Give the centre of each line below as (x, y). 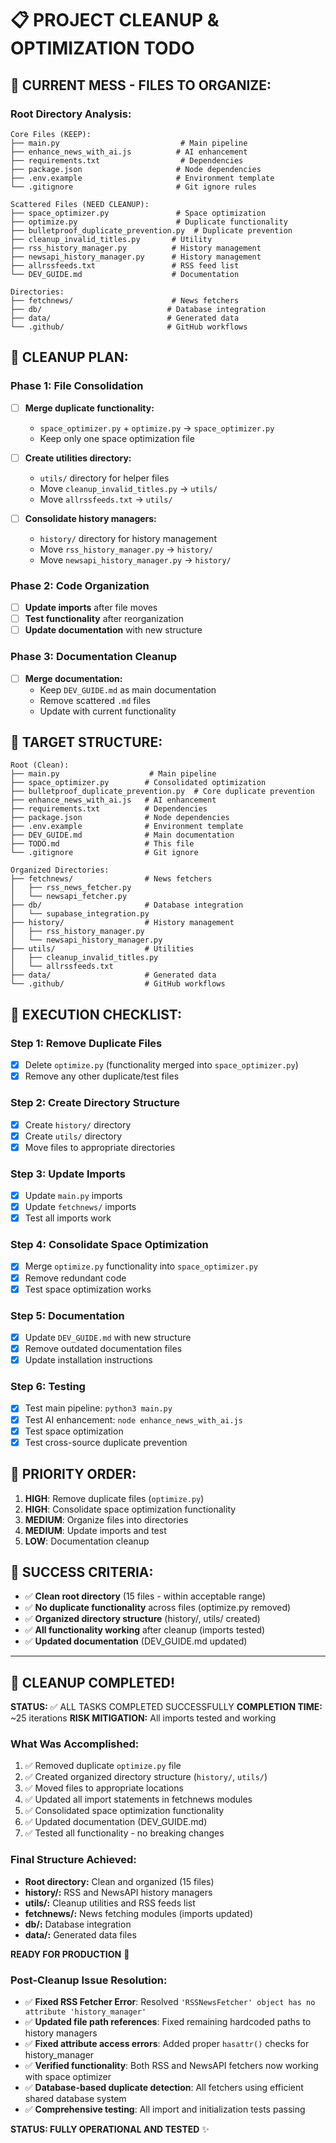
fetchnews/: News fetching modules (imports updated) (139, 1913)
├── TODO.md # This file (102, 844)
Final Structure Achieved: (73, 1860)
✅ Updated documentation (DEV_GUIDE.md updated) (136, 1641)
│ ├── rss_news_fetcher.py (71, 888)
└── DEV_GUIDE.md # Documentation (125, 274)
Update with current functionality (108, 711)
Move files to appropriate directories (100, 1147)
